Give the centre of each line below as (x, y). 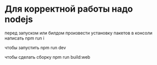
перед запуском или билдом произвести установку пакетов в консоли (78, 33)
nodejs (19, 19)
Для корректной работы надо (69, 9)
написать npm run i (24, 38)
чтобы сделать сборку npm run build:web (47, 57)
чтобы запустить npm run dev (35, 47)
